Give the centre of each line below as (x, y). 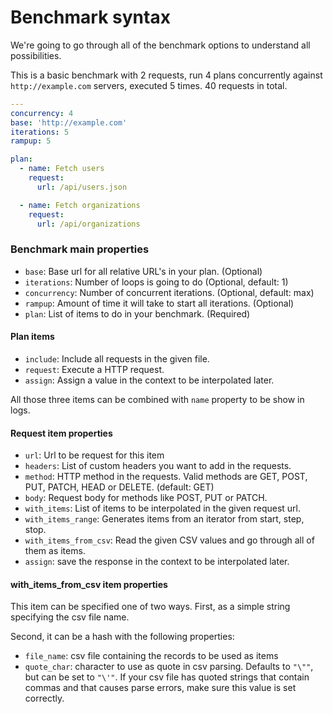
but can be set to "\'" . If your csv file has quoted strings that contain (167, 677)
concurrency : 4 (42, 113)
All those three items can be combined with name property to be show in (157, 399)
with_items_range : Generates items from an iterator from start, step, (164, 519)
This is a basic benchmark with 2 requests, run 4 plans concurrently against (166, 75)
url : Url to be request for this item (94, 455)
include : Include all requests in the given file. (117, 358)
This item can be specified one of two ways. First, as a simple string (150, 607)
